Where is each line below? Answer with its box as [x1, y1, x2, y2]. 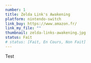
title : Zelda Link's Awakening [5, 12, 70, 17]
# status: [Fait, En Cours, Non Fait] [5, 40, 86, 45]
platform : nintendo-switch [5, 16, 61, 21]
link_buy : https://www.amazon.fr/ [5, 21, 77, 26]
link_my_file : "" [5, 26, 41, 31]
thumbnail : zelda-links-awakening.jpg [5, 30, 86, 35]
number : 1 [5, 7, 26, 12]
